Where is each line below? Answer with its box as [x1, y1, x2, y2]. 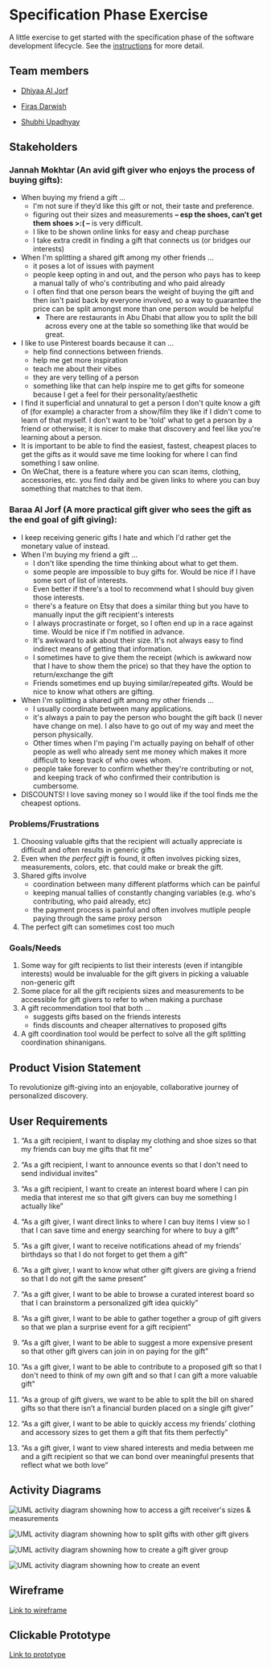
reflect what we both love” [20, 1460, 109, 1470]
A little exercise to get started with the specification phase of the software [9, 32, 254, 42]
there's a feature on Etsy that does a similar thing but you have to [32, 601, 248, 610]
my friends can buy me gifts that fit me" [20, 1144, 153, 1154]
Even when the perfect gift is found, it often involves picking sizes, [20, 854, 241, 863]
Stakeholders [9, 140, 78, 154]
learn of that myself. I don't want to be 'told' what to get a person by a [20, 415, 253, 425]
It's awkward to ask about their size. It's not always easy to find [32, 635, 244, 645]
